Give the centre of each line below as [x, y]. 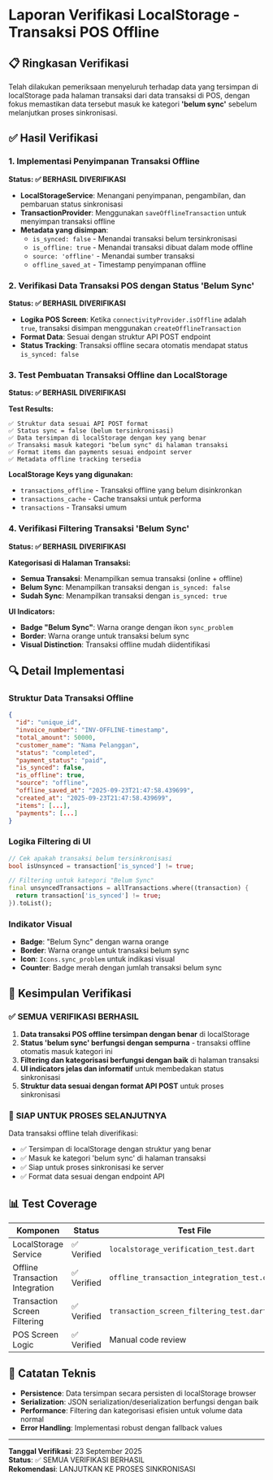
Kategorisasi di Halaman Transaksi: [70, 562]
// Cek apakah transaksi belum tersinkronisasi [91, 858]
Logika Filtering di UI [50, 841]
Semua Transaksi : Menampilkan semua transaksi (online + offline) [132, 578]
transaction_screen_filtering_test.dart [188, 1311]
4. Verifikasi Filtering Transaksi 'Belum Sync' [99, 528]
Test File [195, 1230]
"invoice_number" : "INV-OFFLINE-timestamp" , [92, 730]
